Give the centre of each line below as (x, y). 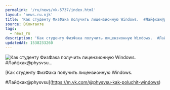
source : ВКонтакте (25, 24)
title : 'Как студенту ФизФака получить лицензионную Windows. (72, 19)
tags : (11, 29)
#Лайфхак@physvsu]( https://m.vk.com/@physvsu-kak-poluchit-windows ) (83, 82)
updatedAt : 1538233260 (29, 43)
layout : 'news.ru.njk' (29, 15)
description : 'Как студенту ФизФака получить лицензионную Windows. (79, 38)
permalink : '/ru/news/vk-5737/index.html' (51, 10)
